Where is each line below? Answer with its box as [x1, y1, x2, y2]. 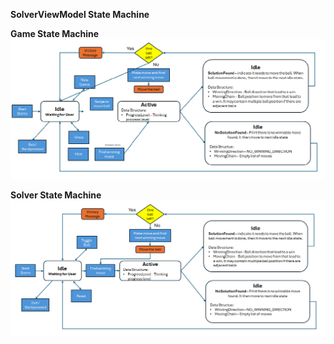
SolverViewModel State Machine [10, 9, 150, 20]
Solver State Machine [10, 189, 102, 201]
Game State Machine [10, 28, 100, 39]
